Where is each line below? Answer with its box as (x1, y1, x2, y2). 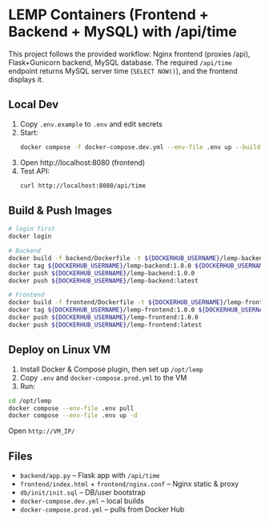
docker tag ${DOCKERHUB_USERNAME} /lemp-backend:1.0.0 (8, 262, 192, 270)
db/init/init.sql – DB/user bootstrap (19, 488, 147, 497)
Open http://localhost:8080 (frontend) (19, 158, 146, 167)
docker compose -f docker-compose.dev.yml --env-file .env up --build (19, 143, 261, 151)
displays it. (8, 74, 44, 84)
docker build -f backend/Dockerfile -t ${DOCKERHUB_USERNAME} (8, 254, 220, 262)
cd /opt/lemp (8, 396, 52, 405)
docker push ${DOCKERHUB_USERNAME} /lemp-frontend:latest (8, 320, 203, 329)
